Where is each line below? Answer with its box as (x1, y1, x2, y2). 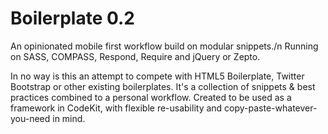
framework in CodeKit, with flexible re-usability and (10, 102, 223, 114)
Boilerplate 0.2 (10, 7, 135, 30)
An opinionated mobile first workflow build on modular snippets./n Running (10, 40, 319, 52)
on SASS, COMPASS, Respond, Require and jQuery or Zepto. (10, 50, 261, 62)
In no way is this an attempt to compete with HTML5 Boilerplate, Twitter (10, 70, 305, 82)
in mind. (52, 112, 86, 124)
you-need (10, 112, 51, 124)
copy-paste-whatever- (224, 102, 318, 114)
